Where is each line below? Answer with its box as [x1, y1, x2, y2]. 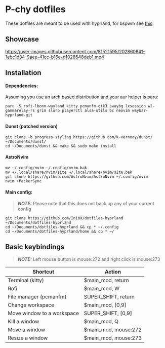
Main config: [5, 189, 33, 196]
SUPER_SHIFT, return [84, 293, 135, 300]
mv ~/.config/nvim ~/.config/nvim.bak [5, 165, 87, 170]
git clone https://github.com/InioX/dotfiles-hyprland [5, 215, 123, 221]
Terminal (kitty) [8, 277, 45, 284]
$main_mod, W [84, 285, 120, 292]
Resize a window [8, 334, 48, 341]
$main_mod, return [84, 277, 129, 284]
